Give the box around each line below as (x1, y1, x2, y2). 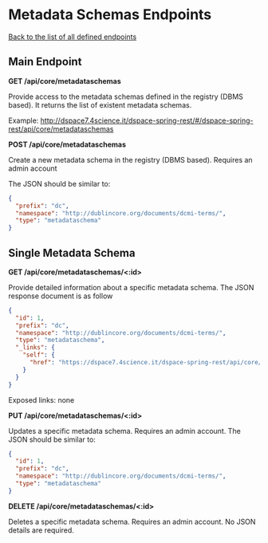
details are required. (8, 525, 74, 535)
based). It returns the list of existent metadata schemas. (8, 100, 192, 109)
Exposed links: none (8, 395, 75, 404)
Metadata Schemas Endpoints (8, 6, 212, 24)
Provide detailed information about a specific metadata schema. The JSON (8, 282, 254, 292)
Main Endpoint (8, 55, 82, 69)
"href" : (29, 359, 56, 367)
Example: (8, 116, 39, 125)
